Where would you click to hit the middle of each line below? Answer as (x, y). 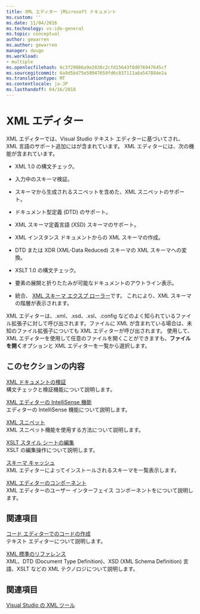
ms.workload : (22, 56)
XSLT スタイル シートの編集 (40, 442)
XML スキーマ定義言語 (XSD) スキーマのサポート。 (77, 224)
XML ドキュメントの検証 (36, 382)
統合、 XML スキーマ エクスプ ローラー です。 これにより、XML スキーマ (103, 295)
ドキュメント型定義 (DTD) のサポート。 (63, 212)
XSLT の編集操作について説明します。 (52, 450)
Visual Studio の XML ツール (41, 605)
